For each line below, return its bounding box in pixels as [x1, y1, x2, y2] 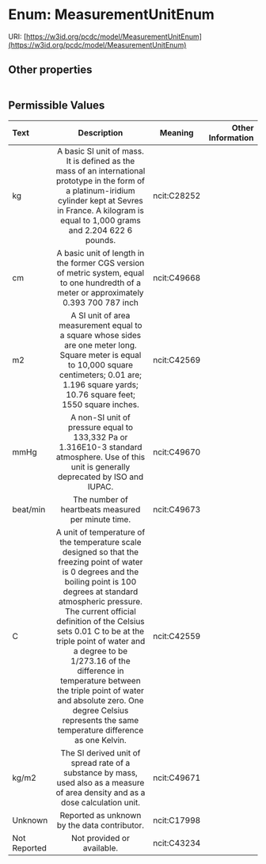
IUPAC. [87, 481, 114, 492]
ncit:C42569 [153, 354, 201, 365]
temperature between [60, 675, 141, 686]
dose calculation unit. [60, 797, 141, 808]
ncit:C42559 [153, 630, 201, 641]
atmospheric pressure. [58, 596, 142, 607]
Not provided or [70, 832, 131, 843]
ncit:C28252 [153, 190, 201, 201]
